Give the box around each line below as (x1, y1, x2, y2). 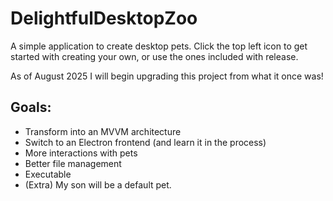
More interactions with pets (24, 147, 138, 159)
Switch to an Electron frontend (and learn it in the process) (24, 136, 267, 148)
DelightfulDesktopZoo (10, 7, 198, 30)
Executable (24, 168, 72, 180)
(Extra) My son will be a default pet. (24, 178, 172, 191)
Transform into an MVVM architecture (24, 125, 182, 137)
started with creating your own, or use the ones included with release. (10, 50, 299, 62)
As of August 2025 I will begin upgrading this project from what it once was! (10, 70, 324, 82)
